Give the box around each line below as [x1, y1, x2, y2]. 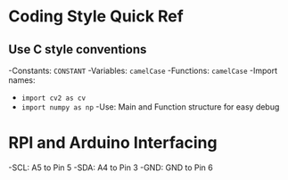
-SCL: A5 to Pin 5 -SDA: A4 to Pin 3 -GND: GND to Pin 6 [8, 162, 213, 173]
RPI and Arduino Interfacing [8, 133, 218, 153]
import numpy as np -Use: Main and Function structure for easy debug [21, 102, 280, 112]
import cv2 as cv [21, 94, 86, 102]
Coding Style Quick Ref [8, 6, 184, 27]
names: [8, 75, 36, 86]
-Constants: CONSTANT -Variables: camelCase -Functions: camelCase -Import [8, 65, 278, 76]
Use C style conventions [8, 42, 147, 57]
